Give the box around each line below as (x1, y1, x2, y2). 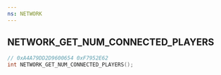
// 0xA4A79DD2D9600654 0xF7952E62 (7, 55, 109, 62)
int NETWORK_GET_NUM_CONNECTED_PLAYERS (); (7, 61, 134, 69)
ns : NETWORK (7, 10, 42, 18)
